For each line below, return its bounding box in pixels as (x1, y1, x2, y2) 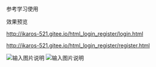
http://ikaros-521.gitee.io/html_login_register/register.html (6, 42, 150, 49)
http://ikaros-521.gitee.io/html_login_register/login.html (6, 30, 144, 37)
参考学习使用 (6, 5, 38, 12)
